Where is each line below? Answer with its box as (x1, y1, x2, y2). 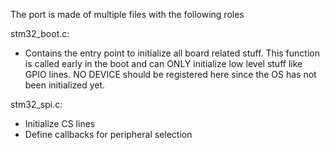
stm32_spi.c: (10, 99, 63, 110)
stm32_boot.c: (10, 28, 70, 39)
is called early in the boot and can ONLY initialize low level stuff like (24, 58, 303, 69)
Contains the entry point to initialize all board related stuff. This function (24, 47, 320, 59)
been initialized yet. (24, 79, 106, 91)
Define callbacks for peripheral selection (24, 129, 193, 140)
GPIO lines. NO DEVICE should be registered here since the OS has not (24, 69, 317, 80)
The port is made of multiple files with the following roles (10, 9, 245, 20)
